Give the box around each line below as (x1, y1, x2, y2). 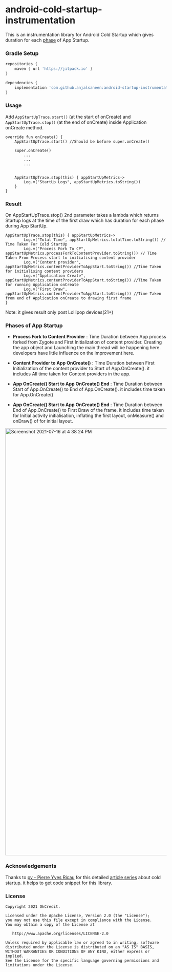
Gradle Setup (5, 50, 39, 57)
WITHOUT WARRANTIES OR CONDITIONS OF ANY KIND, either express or (5, 949, 150, 954)
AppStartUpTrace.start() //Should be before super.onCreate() (14, 139, 150, 144)
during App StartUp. (5, 223, 48, 229)
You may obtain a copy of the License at (5, 922, 95, 927)
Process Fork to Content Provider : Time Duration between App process (12, 334, 166, 340)
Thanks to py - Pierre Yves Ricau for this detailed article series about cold (5, 874, 161, 880)
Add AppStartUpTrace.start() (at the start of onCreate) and (5, 113, 131, 120)
